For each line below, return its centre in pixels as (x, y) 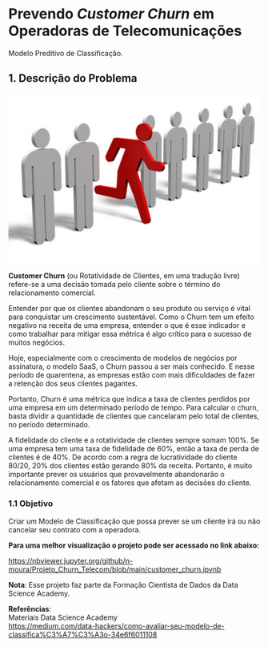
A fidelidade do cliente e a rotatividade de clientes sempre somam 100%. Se (134, 440)
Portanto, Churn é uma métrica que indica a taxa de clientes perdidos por (129, 399)
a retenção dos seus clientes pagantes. (73, 384)
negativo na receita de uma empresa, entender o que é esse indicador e (127, 326)
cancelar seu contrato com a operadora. (75, 529)
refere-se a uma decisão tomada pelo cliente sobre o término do (114, 285)
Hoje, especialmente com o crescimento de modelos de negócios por (123, 358)
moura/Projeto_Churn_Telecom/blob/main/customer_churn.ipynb (115, 569)
